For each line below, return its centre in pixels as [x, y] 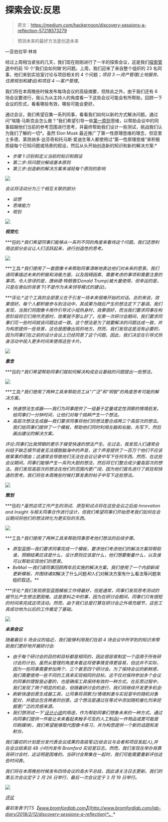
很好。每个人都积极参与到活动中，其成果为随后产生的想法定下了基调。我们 [86, 304]
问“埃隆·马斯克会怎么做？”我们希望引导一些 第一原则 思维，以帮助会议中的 [80, 121]
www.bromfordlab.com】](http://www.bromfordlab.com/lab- [99, 808]
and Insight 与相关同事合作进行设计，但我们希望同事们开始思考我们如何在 [81, 512]
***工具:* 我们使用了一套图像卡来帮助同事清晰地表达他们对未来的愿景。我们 [82, 268]
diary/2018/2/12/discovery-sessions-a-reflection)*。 [59, 814]
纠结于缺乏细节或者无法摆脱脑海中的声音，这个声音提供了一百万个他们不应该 [84, 450]
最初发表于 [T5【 [22, 808]
